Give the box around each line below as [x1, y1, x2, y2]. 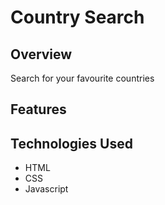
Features [10, 101, 67, 118]
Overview [10, 46, 73, 63]
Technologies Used [10, 135, 133, 152]
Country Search [10, 6, 145, 29]
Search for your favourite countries [10, 72, 155, 84]
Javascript [24, 183, 69, 195]
